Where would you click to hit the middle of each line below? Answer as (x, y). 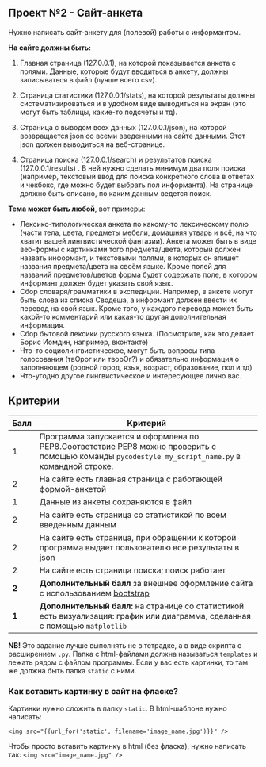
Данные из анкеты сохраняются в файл (116, 501)
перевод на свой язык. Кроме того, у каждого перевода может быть (136, 308)
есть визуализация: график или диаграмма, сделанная (145, 616)
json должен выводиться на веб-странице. (92, 144)
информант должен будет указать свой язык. (96, 283)
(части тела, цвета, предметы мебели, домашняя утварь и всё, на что (138, 232)
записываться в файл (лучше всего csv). (88, 79)
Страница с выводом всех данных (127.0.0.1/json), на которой (123, 127)
